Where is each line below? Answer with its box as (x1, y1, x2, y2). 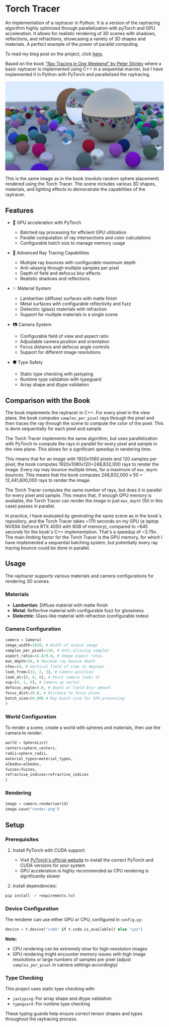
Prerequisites (5, 836, 39, 843)
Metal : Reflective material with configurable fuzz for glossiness (12, 608, 144, 614)
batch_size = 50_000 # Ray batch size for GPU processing (5, 696, 125, 701)
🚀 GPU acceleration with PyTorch (12, 219, 81, 226)
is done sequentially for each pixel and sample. (5, 426, 103, 432)
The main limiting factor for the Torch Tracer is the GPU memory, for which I (5, 534, 162, 540)
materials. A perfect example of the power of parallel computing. (5, 41, 139, 47)
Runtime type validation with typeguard (20, 376, 102, 383)
